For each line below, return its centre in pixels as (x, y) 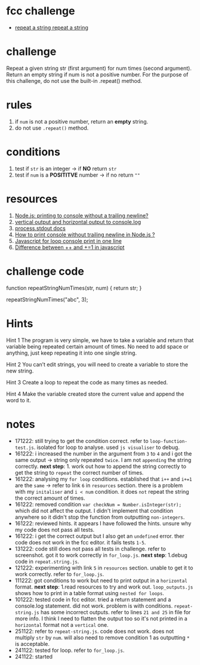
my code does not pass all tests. (55, 529)
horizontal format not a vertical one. (61, 624)
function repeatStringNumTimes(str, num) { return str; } (74, 288)
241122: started (33, 656)
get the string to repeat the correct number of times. (79, 472)
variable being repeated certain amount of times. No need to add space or (98, 346)
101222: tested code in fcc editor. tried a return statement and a (93, 599)
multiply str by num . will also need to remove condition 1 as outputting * (102, 638)
